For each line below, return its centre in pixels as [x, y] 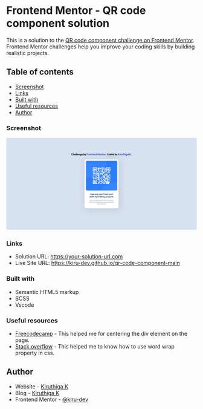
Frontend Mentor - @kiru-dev [52, 399]
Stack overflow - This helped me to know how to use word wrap [95, 347]
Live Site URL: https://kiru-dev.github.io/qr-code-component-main [97, 263]
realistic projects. [28, 53]
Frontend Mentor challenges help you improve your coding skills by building [101, 47]
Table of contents [40, 72]
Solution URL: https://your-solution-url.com [69, 257]
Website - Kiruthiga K [41, 386]
